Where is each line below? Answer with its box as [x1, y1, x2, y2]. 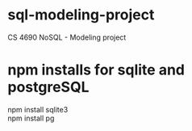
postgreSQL [7, 78, 90, 96]
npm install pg [7, 113, 55, 123]
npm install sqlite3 [7, 104, 69, 114]
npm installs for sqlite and [7, 61, 185, 79]
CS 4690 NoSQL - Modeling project [7, 32, 127, 42]
